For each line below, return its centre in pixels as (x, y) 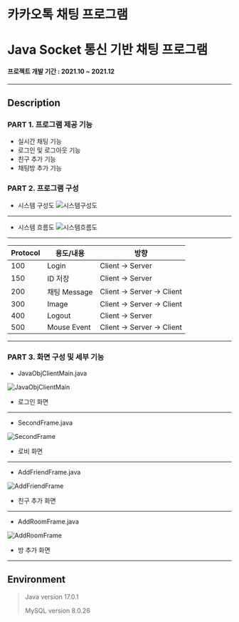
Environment (37, 580)
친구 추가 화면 (37, 500)
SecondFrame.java (45, 423)
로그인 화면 (33, 401)
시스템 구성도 (36, 205)
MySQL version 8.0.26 (58, 611)
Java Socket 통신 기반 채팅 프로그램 (108, 50)
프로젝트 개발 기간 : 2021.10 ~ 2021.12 (61, 71)
